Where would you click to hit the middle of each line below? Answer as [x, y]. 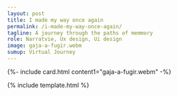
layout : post [26, 13]
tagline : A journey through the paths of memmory [80, 33]
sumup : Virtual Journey [42, 52]
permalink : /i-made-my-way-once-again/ [65, 26]
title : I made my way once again [55, 20]
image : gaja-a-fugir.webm [44, 46]
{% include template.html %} [48, 85]
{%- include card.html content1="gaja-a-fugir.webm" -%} [89, 71]
